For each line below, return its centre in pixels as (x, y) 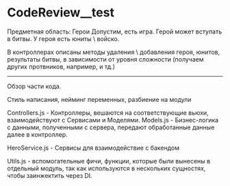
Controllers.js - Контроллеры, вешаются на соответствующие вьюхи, (108, 112)
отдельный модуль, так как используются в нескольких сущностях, (106, 168)
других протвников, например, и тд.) (61, 66)
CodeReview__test (61, 13)
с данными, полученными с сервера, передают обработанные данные (111, 127)
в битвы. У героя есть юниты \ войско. (63, 38)
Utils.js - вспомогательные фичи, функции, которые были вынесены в (109, 161)
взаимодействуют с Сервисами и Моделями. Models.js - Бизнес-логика (113, 120)
